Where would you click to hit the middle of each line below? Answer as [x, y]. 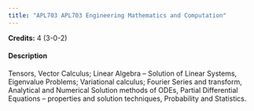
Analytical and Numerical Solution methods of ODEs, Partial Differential [123, 90]
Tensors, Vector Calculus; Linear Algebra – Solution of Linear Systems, [123, 73]
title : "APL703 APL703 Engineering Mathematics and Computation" [117, 15]
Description [28, 56]
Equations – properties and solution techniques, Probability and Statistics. [127, 98]
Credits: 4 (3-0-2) [38, 38]
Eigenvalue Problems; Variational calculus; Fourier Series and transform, [125, 81]
